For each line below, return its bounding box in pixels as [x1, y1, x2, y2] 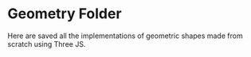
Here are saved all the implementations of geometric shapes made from [7, 31, 244, 40]
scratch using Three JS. [7, 39, 86, 48]
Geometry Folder [7, 5, 122, 23]
